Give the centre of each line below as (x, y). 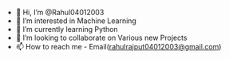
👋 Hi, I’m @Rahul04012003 (60, 12)
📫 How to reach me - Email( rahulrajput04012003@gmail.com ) (118, 47)
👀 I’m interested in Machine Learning (76, 21)
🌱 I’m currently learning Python (67, 29)
